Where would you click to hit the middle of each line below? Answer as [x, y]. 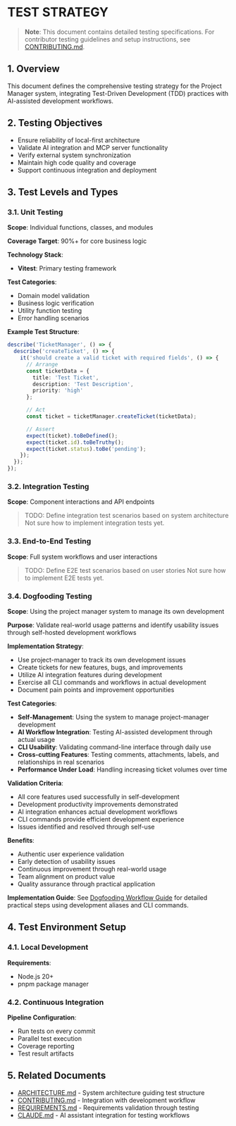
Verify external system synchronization [74, 155]
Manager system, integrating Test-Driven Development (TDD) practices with [118, 93]
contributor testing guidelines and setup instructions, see [107, 39]
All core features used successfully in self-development [98, 796]
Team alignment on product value [66, 876]
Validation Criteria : [35, 783]
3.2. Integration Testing [48, 486]
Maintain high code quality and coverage [77, 162]
